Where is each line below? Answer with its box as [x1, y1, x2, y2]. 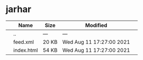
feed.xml [13, 38, 34, 45]
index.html [13, 46, 38, 53]
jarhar [6, 4, 32, 15]
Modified [85, 22, 108, 29]
